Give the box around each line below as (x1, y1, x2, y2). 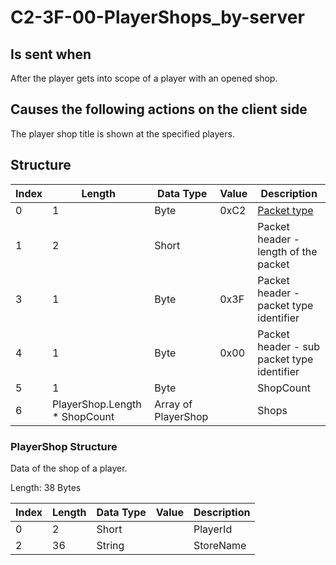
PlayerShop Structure (10, 439, 118, 453)
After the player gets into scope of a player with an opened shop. (10, 72, 278, 84)
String (96, 538, 125, 552)
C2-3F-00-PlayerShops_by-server (10, 6, 305, 29)
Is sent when (10, 46, 92, 63)
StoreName (193, 538, 247, 552)
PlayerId (193, 522, 233, 536)
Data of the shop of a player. (10, 462, 128, 474)
